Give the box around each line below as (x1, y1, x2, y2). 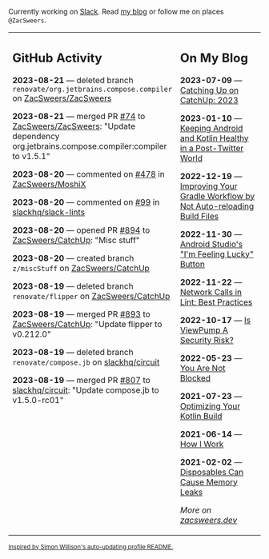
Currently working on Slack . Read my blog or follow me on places (8, 7, 224, 16)
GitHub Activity (12, 50, 102, 66)
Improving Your (179, 180, 238, 191)
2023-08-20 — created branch (12, 252, 134, 263)
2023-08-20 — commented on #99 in (12, 196, 160, 207)
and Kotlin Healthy (179, 132, 250, 143)
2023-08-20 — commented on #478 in (12, 168, 166, 179)
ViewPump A (179, 324, 229, 335)
